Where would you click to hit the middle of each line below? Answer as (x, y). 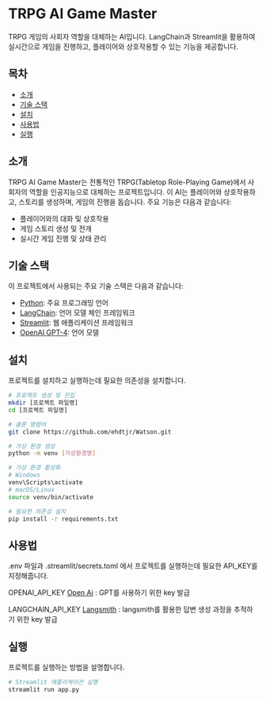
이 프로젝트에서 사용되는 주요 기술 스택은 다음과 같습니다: (96, 286)
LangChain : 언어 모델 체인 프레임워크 (77, 313)
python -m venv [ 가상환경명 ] (52, 453)
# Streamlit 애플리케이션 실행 (53, 682)
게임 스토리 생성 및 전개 (56, 228)
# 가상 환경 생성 (32, 446)
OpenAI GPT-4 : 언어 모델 (59, 332)
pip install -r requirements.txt (63, 519)
